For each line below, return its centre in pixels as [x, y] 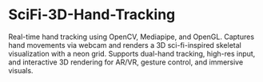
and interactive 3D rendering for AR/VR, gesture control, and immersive [126, 62]
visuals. [21, 70]
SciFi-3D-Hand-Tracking [92, 15]
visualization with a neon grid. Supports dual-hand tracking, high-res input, [132, 53]
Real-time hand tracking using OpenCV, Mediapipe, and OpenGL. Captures [131, 37]
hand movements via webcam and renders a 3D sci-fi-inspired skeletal [125, 45]
